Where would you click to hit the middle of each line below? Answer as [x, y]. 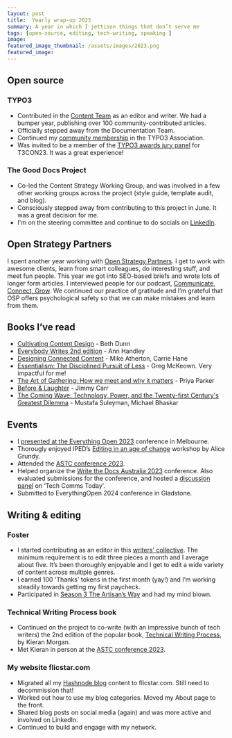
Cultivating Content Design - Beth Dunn [73, 344]
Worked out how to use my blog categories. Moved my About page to [116, 697]
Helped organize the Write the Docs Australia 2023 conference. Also [115, 471]
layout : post [26, 14]
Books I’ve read [41, 327]
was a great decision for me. [58, 215]
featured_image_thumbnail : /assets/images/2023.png [83, 46]
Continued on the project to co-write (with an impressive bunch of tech [118, 628]
